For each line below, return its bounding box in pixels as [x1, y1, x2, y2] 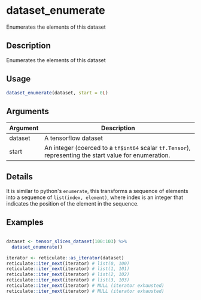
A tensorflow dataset [44, 134, 103, 142]
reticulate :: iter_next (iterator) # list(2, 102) [6, 271, 130, 278]
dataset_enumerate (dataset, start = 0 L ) [6, 90, 109, 96]
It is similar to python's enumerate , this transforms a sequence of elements [6, 188, 188, 195]
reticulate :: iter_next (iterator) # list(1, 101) [6, 266, 130, 272]
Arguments [6, 106, 50, 117]
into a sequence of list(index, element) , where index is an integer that [6, 194, 184, 201]
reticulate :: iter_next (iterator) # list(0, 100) [6, 261, 130, 267]
